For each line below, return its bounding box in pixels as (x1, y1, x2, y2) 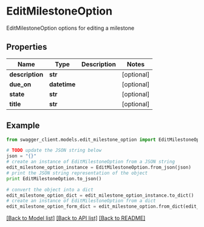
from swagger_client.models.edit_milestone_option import (6, 137, 156, 143)
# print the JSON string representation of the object (6, 170, 148, 176)
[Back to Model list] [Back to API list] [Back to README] (6, 214, 146, 222)
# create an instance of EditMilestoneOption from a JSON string (6, 159, 175, 165)
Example (6, 120, 40, 131)
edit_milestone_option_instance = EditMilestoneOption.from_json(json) (6, 164, 191, 171)
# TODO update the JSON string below (6, 147, 102, 154)
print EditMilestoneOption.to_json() (6, 175, 102, 181)
